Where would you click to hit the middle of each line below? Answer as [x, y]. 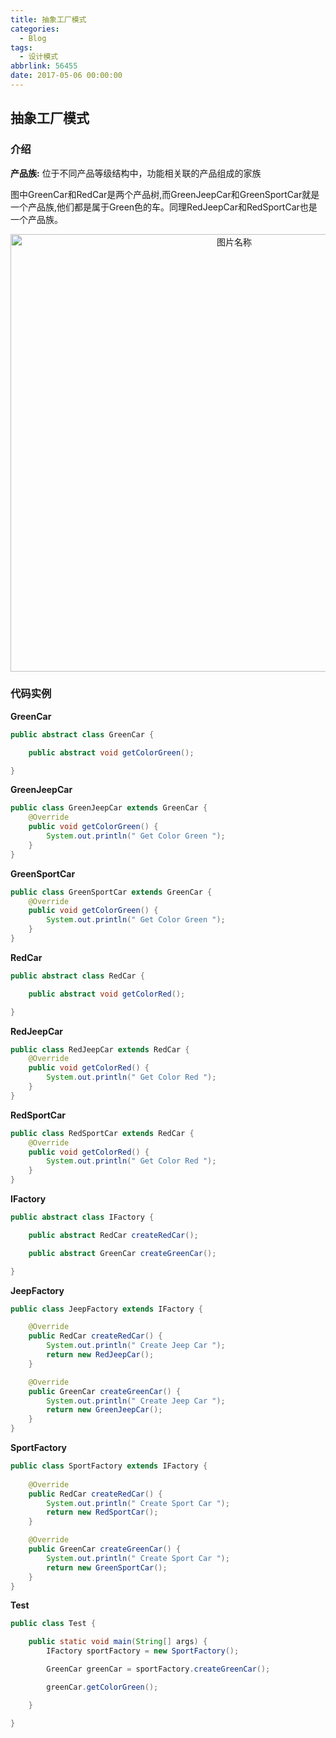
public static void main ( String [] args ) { [118, 1642]
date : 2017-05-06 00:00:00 [66, 76]
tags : [21, 47]
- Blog [33, 38]
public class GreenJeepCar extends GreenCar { [109, 808]
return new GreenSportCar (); [107, 1567]
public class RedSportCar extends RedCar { [102, 1133]
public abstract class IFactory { [82, 1217]
